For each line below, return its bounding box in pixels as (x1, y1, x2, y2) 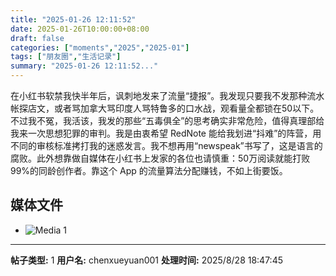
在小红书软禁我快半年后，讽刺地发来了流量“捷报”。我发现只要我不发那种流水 (10, 90, 325, 101)
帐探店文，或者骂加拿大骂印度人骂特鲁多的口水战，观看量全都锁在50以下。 (10, 102, 320, 114)
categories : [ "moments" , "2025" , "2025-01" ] (10, 42, 190, 53)
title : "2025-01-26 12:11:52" (10, 14, 137, 25)
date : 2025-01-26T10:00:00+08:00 (10, 24, 150, 34)
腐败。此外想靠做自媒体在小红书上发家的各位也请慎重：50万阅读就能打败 (10, 152, 311, 164)
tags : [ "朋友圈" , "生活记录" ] (10, 52, 122, 62)
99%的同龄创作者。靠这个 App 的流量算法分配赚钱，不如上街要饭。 (10, 165, 288, 176)
